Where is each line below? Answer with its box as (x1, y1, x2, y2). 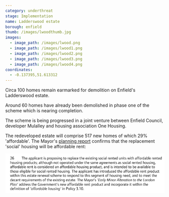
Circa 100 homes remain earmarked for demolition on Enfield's (5, 87, 136, 93)
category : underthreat (5, 8, 53, 13)
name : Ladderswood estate (5, 19, 60, 24)
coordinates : (5, 67, 33, 72)
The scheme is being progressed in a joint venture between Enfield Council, (5, 117, 163, 124)
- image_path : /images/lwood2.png (10, 51, 82, 56)
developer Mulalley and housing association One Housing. (5, 123, 126, 129)
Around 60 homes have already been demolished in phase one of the (5, 102, 150, 109)
